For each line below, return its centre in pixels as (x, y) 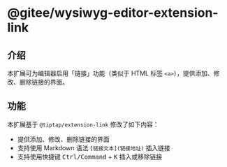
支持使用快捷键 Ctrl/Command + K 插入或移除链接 (90, 157)
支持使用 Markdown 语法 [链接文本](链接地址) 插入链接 (94, 147)
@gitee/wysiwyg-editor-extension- (113, 13)
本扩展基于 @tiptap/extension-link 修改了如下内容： (83, 124)
